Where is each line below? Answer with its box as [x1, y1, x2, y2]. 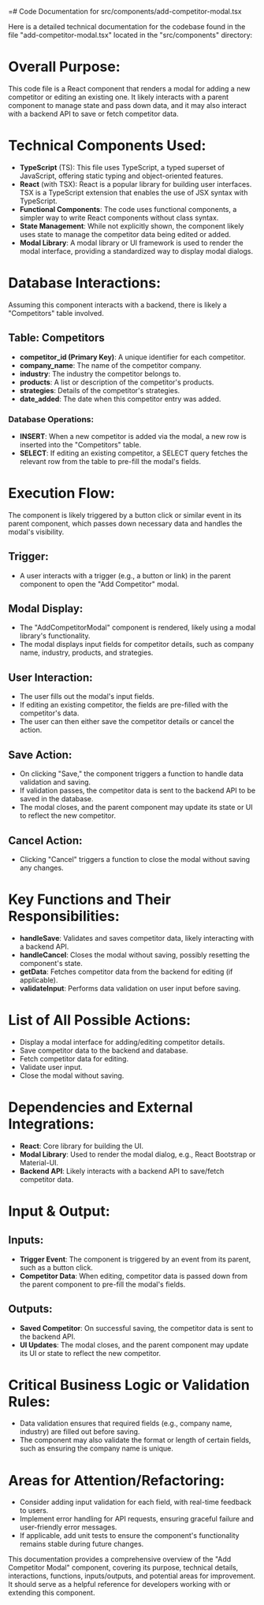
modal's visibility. [8, 527, 65, 537]
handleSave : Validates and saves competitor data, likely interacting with [19, 933, 255, 942]
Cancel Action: [8, 834, 83, 847]
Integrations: [8, 1115, 95, 1133]
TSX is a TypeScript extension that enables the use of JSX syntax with [19, 188, 248, 197]
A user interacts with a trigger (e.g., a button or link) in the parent [19, 570, 231, 580]
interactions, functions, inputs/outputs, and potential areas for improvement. [8, 1571, 256, 1581]
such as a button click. [19, 1262, 93, 1272]
